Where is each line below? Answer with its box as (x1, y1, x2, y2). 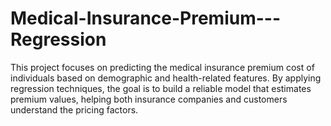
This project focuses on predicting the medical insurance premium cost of (10, 61, 315, 73)
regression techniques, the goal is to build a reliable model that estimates (10, 82, 312, 94)
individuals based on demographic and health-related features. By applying (10, 72, 322, 84)
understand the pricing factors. (10, 103, 139, 116)
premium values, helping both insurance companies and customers (10, 93, 288, 105)
